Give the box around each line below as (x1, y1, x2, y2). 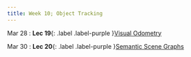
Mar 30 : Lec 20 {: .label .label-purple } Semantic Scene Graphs (7, 42, 184, 50)
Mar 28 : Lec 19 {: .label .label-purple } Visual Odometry (7, 29, 162, 37)
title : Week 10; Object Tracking (7, 10, 103, 17)
